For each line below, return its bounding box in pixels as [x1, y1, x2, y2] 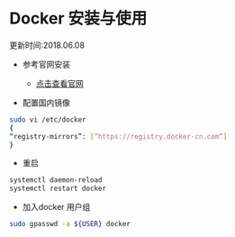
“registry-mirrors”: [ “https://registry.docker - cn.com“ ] [9, 132, 228, 141]
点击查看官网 [35, 77, 84, 88]
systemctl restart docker [9, 184, 106, 194]
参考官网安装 [22, 59, 70, 69]
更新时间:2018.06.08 [9, 40, 86, 50]
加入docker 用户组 [22, 202, 91, 213]
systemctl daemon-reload [9, 176, 103, 185]
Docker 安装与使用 [9, 8, 148, 29]
